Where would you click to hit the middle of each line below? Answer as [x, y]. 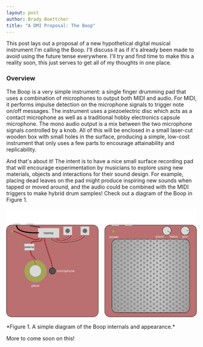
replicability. [21, 149]
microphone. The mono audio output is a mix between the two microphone [99, 123]
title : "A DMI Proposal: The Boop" [51, 25]
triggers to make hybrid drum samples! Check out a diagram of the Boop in [99, 193]
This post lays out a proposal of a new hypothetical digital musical [89, 44]
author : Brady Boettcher [37, 19]
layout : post [23, 13]
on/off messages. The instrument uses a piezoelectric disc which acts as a [99, 111]
